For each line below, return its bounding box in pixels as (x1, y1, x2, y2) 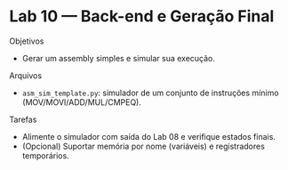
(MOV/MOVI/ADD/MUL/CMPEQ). (21, 96, 142, 108)
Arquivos (9, 69, 43, 81)
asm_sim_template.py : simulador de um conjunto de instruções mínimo (21, 87, 279, 98)
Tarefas (9, 114, 37, 125)
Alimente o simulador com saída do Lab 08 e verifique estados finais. (21, 131, 276, 142)
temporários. (21, 150, 69, 161)
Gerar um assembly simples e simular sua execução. (21, 53, 216, 63)
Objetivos (9, 36, 44, 46)
